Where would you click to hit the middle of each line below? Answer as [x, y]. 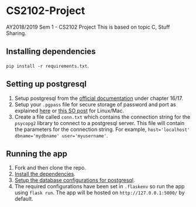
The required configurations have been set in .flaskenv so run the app [99, 187]
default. [24, 199]
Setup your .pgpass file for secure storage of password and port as [95, 104]
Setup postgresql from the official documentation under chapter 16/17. [99, 98]
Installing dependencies [51, 52]
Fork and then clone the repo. [50, 168]
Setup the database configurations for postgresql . [75, 180]
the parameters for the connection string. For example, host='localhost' [102, 129]
